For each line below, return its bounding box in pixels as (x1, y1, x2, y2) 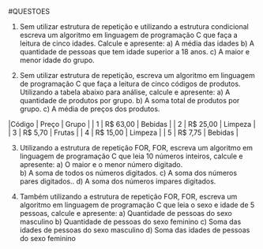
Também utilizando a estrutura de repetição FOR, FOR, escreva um (19, 192, 238, 201)
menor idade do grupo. (19, 55, 95, 65)
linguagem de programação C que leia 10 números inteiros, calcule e (19, 151, 243, 161)
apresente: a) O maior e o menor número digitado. (19, 160, 183, 169)
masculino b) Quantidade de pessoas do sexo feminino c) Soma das (19, 217, 242, 226)
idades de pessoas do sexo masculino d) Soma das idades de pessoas (19, 225, 250, 235)
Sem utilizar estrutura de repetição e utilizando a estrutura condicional (19, 22, 249, 31)
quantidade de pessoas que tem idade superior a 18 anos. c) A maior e (19, 47, 250, 56)
